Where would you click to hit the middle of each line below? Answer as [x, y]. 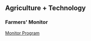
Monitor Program [23, 33]
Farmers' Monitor [26, 22]
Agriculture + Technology [45, 8]
